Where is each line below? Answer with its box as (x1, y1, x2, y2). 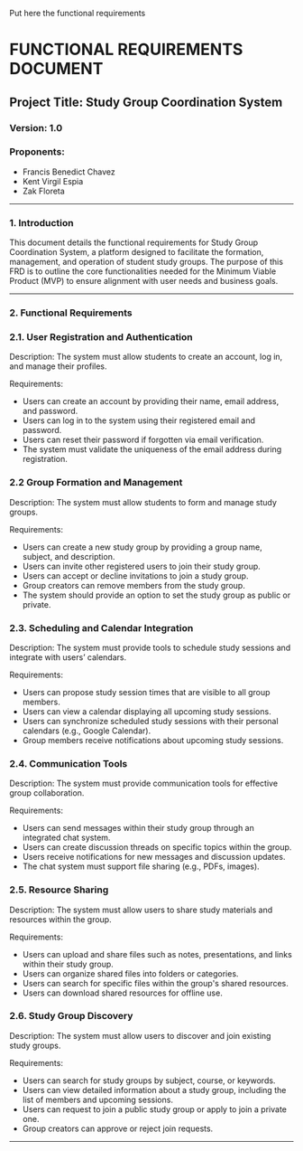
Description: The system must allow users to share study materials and (9, 904, 273, 915)
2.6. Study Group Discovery (9, 1010, 133, 1023)
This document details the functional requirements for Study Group (9, 237, 259, 248)
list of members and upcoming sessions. (22, 1094, 174, 1105)
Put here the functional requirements (9, 8, 146, 18)
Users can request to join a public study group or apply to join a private (22, 1103, 287, 1115)
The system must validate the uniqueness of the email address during (22, 444, 282, 455)
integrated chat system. (22, 832, 111, 844)
